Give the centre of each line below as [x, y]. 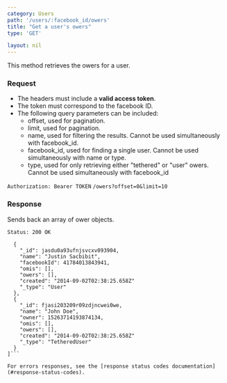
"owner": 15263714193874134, [62, 318]
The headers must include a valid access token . [86, 99]
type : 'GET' [24, 33]
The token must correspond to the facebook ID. [85, 106]
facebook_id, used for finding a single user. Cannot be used [113, 150]
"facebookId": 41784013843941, [65, 263]
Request [22, 84]
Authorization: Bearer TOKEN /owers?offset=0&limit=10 [87, 187]
